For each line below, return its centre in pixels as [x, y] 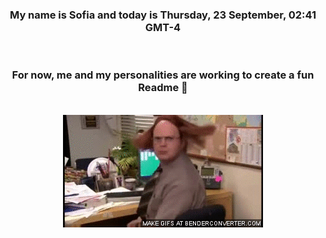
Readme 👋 [163, 88]
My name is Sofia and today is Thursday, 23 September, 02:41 [163, 15]
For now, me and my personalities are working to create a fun [163, 75]
